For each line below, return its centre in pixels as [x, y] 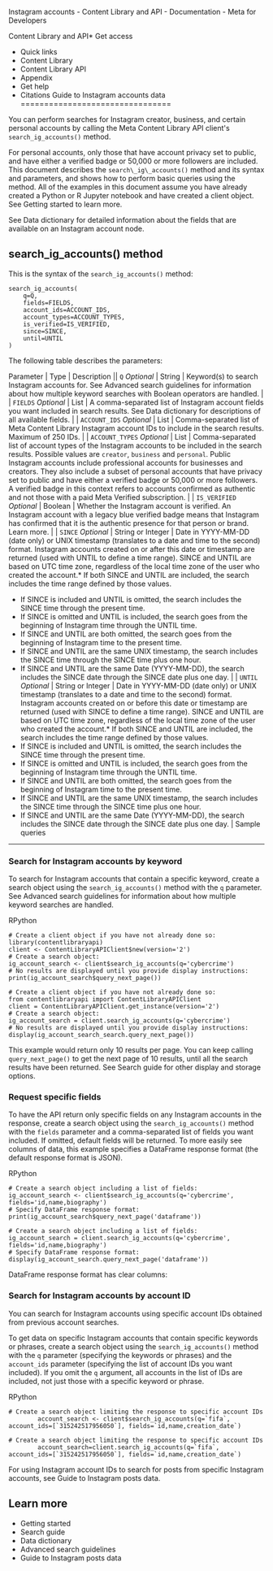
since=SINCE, [45, 331]
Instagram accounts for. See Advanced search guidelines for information [130, 384]
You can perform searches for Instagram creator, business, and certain [127, 119]
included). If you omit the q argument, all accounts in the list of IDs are [126, 1372]
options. [22, 1076]
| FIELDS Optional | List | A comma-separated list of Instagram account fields [136, 402]
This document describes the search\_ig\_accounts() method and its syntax [136, 169]
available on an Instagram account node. [76, 228]
